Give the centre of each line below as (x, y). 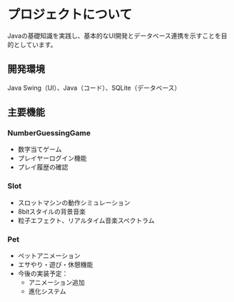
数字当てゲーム (40, 150)
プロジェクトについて (70, 15)
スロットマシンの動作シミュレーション (74, 202)
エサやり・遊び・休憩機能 (55, 265)
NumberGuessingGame (49, 133)
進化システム (47, 291)
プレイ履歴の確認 (43, 167)
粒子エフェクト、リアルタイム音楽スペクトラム (86, 220)
